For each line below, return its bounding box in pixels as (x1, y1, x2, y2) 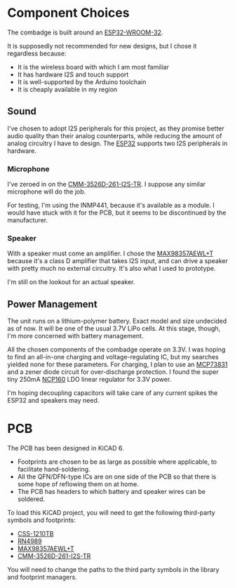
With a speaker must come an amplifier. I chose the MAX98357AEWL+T (7, 249, 214, 258)
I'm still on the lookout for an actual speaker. (7, 278, 135, 286)
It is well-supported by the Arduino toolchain (17, 77, 147, 86)
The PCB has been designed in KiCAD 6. (7, 444, 124, 453)
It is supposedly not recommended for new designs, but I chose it (7, 41, 197, 50)
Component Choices (7, 5, 130, 21)
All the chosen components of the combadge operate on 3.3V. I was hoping (7, 345, 226, 354)
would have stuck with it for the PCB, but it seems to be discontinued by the (7, 208, 227, 217)
